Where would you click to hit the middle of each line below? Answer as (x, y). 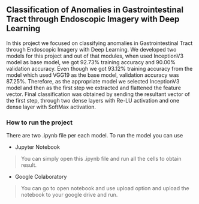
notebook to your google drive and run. (69, 195)
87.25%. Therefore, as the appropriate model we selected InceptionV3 (93, 81)
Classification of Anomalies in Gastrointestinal (95, 10)
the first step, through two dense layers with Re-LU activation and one (93, 100)
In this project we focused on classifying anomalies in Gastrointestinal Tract (99, 43)
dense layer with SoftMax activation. (51, 107)
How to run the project (40, 122)
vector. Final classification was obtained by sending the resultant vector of (98, 94)
